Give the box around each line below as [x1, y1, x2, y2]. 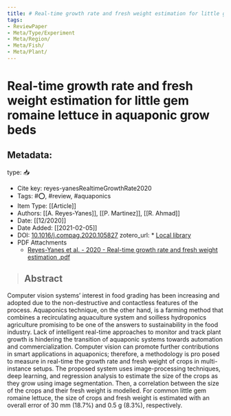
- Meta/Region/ [7, 36, 51, 43]
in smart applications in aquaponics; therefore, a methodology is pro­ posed [7, 349, 220, 358]
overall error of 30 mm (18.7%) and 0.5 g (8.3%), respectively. [7, 401, 183, 409]
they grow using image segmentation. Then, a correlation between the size [7, 379, 219, 387]
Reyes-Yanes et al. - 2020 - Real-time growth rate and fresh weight [27, 245, 218, 253]
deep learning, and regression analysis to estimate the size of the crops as [7, 371, 219, 379]
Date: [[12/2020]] [16, 216, 67, 225]
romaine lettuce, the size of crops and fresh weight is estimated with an [7, 393, 210, 402]
